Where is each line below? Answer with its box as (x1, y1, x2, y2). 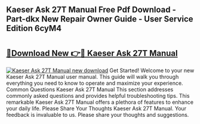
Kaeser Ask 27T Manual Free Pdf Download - (6, 5, 176, 15)
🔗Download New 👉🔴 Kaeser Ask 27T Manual (6, 48, 178, 58)
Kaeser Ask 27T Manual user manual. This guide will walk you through (6, 73, 179, 80)
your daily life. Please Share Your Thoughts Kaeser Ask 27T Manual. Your (6, 105, 187, 112)
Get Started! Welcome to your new (109, 67, 195, 74)
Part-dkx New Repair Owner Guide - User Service (6, 14, 193, 24)
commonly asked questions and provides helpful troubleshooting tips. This (6, 92, 190, 99)
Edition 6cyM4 (6, 23, 62, 33)
